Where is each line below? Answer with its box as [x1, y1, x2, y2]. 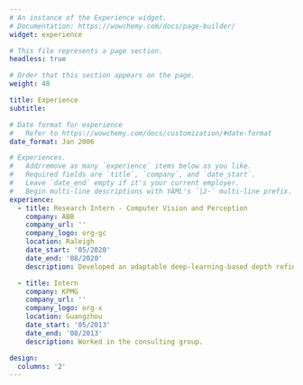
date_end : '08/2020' [25, 253, 103, 262]
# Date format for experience [9, 120, 124, 129]
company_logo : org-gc [25, 229, 106, 238]
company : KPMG [25, 287, 78, 296]
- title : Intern [17, 279, 78, 288]
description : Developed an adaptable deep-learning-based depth [25, 262, 272, 271]
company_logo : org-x [25, 304, 103, 313]
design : [9, 353, 39, 362]
